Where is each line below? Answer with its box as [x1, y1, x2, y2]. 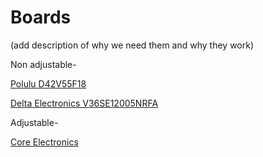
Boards [10, 6, 72, 29]
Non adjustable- [10, 58, 77, 70]
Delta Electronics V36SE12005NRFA [10, 97, 159, 109]
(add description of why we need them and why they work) [10, 39, 255, 51]
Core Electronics [10, 136, 79, 148]
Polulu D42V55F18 [10, 77, 87, 90]
